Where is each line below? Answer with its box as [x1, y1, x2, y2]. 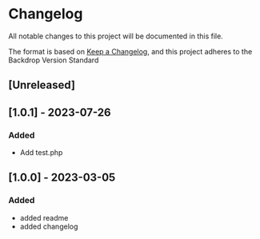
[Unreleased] [8, 78, 76, 92]
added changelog [19, 221, 78, 231]
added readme [19, 213, 69, 222]
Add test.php [19, 148, 63, 157]
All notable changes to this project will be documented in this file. [8, 31, 224, 41]
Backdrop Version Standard [8, 55, 99, 65]
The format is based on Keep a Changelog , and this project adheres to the [8, 46, 253, 56]
